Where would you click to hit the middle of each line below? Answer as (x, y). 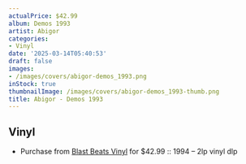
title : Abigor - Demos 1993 (56, 99)
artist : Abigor (34, 31)
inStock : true (32, 84)
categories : (28, 39)
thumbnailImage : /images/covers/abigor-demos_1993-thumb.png (114, 91)
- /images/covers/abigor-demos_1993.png (78, 76)
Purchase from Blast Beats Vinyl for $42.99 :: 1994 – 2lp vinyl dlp (129, 152)
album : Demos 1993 (39, 24)
